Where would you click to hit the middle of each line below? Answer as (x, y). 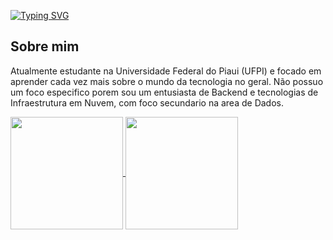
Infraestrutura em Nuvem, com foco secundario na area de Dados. (147, 102)
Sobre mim (45, 46)
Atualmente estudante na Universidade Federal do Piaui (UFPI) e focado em (166, 71)
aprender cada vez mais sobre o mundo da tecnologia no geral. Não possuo (167, 81)
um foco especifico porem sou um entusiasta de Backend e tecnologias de (164, 92)
